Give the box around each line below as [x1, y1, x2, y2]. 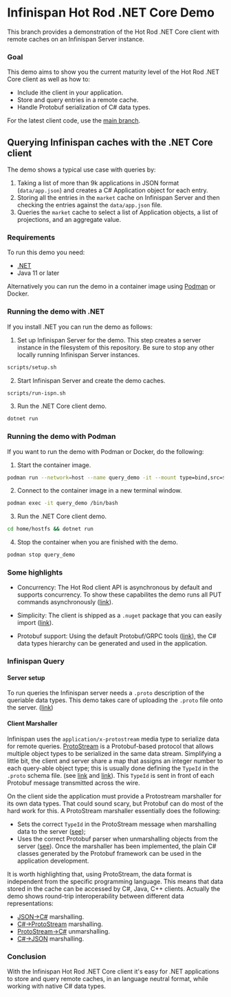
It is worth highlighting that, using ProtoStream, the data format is [7, 870, 192, 878]
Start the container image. [16, 460, 91, 469]
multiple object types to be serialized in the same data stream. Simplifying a [7, 749, 222, 757]
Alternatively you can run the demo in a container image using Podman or [7, 282, 216, 291]
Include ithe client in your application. [16, 88, 124, 97]
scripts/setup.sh [7, 364, 57, 371]
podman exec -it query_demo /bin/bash [7, 500, 118, 507]
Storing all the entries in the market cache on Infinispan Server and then [16, 194, 220, 202]
